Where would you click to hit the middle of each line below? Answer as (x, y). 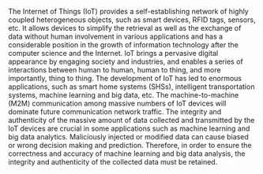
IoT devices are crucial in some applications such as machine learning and (129, 128)
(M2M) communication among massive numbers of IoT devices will (117, 103)
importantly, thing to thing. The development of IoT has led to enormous (125, 78)
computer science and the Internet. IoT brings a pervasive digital (113, 53)
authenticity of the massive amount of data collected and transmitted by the (131, 120)
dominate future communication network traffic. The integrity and (115, 112)
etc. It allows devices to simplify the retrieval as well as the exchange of (125, 28)
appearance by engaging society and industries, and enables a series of (126, 61)
